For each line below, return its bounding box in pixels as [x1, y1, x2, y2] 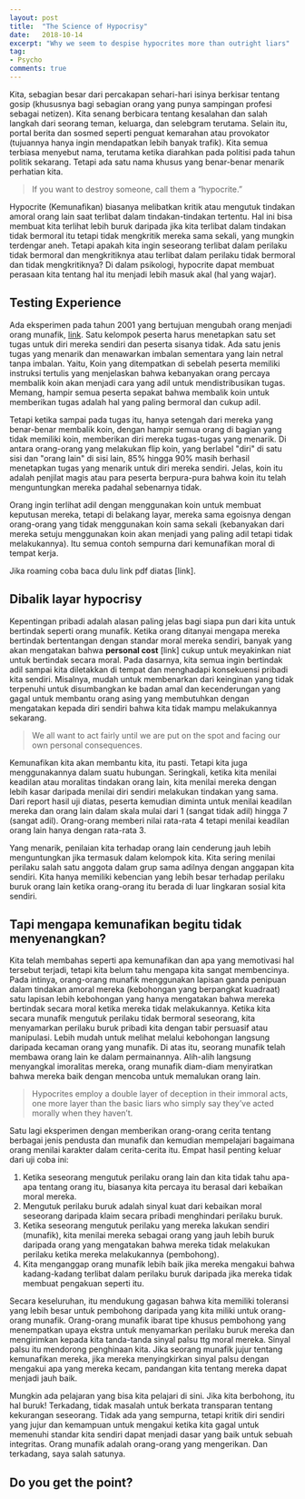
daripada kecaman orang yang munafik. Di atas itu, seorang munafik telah [9, 1042, 286, 1053]
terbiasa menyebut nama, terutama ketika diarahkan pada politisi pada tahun [9, 146, 296, 157]
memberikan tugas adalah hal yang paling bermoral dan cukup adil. [9, 396, 261, 407]
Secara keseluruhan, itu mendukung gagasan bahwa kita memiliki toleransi [9, 1295, 289, 1306]
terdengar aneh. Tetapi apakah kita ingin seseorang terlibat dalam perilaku [9, 240, 288, 251]
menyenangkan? [9, 930, 106, 946]
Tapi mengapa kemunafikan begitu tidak [9, 917, 242, 932]
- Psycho [9, 55, 43, 65]
